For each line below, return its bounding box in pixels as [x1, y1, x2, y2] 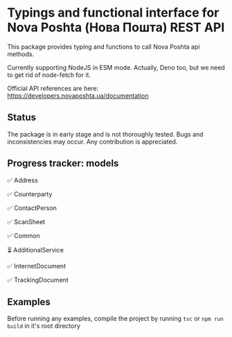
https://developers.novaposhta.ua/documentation [7, 92, 149, 100]
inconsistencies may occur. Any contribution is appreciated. [7, 137, 178, 146]
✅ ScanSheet [7, 217, 46, 226]
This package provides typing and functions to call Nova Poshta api [7, 42, 200, 51]
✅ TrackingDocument [7, 275, 69, 284]
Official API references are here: [7, 84, 99, 92]
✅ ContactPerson [7, 203, 57, 212]
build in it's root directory [7, 322, 81, 330]
